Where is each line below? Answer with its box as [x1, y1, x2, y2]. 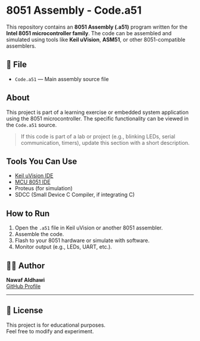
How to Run [6, 208, 50, 218]
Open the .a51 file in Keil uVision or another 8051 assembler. [14, 224, 163, 231]
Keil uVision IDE [14, 172, 54, 179]
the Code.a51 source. [6, 121, 57, 128]
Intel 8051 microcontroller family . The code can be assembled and [6, 29, 172, 36]
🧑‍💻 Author [6, 261, 45, 271]
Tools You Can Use [6, 156, 77, 166]
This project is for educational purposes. [6, 321, 106, 328]
